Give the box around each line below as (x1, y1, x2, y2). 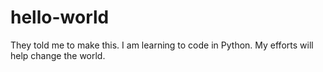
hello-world (10, 6, 110, 29)
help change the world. (10, 49, 106, 61)
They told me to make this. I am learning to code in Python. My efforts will (10, 39, 314, 51)
